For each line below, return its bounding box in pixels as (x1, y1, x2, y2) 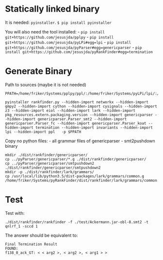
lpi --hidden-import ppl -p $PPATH (5, 129, 81, 134)
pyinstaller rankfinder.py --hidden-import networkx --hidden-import (5, 100, 149, 104)
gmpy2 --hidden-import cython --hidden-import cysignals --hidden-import (5, 104, 158, 109)
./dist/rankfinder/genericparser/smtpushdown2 (5, 165, 101, 170)
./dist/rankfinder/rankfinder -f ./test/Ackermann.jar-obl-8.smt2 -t (5, 220, 149, 225)
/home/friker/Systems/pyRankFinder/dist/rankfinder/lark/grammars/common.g (5, 178, 162, 183)
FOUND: (5, 246, 18, 251)
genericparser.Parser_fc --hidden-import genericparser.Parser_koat (5, 121, 147, 126)
